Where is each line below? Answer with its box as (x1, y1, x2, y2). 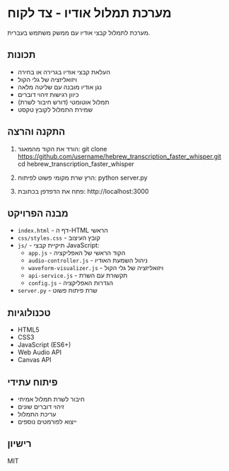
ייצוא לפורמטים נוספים (17, 417, 77, 426)
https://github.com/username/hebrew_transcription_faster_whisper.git (17, 152, 221, 161)
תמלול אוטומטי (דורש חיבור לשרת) (17, 98, 110, 106)
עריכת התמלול (17, 410, 57, 418)
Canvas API (17, 356, 52, 364)
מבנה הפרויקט (7, 207, 69, 219)
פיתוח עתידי (7, 376, 58, 388)
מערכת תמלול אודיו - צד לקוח (7, 5, 172, 21)
